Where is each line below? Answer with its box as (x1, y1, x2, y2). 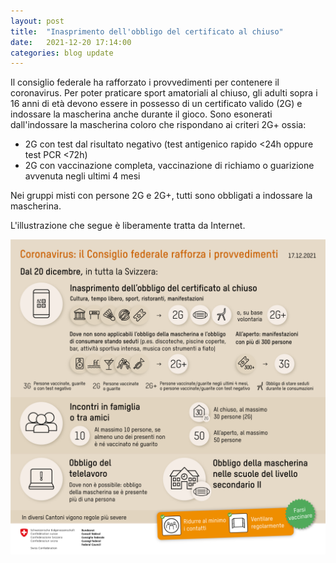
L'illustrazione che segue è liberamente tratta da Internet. (10, 220, 246, 232)
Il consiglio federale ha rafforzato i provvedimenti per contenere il (10, 76, 280, 89)
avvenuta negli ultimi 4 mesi (24, 170, 141, 182)
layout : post (10, 16, 65, 26)
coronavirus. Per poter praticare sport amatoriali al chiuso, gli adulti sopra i (10, 87, 318, 99)
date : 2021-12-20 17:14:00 (10, 37, 132, 47)
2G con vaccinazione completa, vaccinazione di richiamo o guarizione (24, 160, 315, 172)
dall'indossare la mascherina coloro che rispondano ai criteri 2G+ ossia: (10, 119, 307, 131)
